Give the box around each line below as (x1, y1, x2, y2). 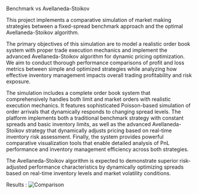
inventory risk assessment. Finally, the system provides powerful (6, 133, 164, 140)
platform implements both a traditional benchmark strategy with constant (6, 114, 184, 121)
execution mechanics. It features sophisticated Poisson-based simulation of (6, 102, 191, 108)
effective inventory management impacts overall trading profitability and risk (6, 72, 192, 78)
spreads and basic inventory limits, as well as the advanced (6, 121, 151, 127)
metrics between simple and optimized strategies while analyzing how (6, 65, 177, 73)
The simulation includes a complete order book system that (6, 90, 151, 96)
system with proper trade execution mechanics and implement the (6, 47, 167, 54)
